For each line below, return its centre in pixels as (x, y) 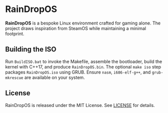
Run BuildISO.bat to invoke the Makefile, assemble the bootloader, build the (84, 61)
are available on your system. (55, 77)
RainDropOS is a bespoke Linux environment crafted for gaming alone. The (83, 23)
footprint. (15, 33)
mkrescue (14, 78)
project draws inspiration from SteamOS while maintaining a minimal (76, 28)
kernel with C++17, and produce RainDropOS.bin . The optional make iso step (83, 66)
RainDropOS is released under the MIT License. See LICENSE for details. (80, 105)
